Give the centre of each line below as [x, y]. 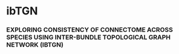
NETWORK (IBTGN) [35, 45]
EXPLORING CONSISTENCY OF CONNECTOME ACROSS [90, 30]
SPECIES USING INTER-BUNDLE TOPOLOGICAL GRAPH [89, 37]
